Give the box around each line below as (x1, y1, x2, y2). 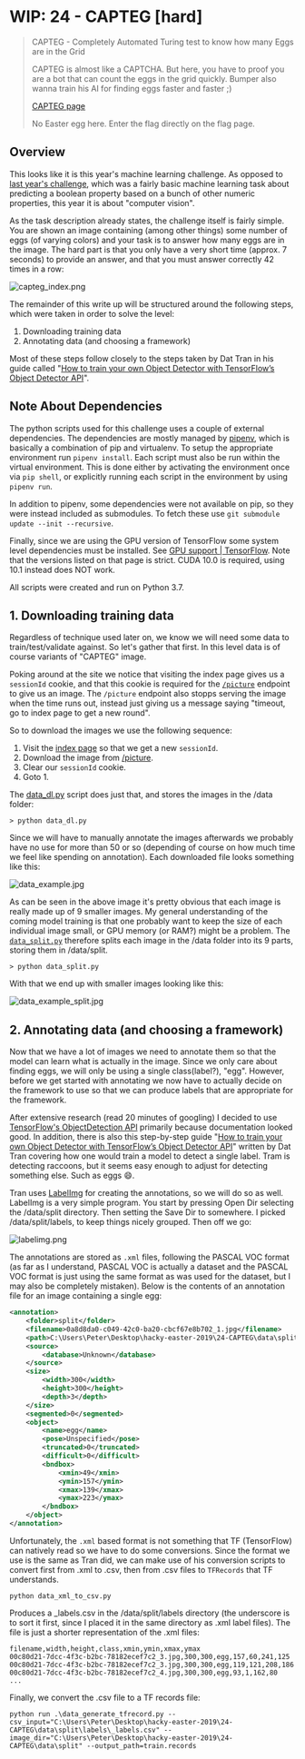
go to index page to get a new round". (9, 707, 151, 718)
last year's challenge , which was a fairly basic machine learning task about (9, 178, 290, 189)
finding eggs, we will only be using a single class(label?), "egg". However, (9, 1065, 285, 1077)
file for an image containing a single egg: (9, 1290, 162, 1301)
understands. (9, 1574, 59, 1585)
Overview (9, 144, 66, 160)
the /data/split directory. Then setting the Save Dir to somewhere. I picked (9, 1207, 286, 1218)
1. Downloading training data (9, 608, 174, 623)
